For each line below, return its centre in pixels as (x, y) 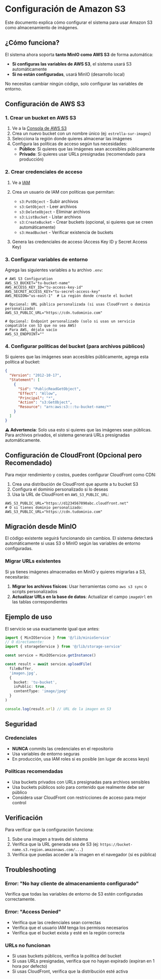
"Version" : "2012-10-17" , (36, 375)
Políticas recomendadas (34, 771)
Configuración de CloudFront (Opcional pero (73, 456)
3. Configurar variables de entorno (46, 259)
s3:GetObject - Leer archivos (48, 206)
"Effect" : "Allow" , (37, 393)
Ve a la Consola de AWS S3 (39, 128)
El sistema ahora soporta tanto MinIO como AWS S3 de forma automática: (79, 54)
